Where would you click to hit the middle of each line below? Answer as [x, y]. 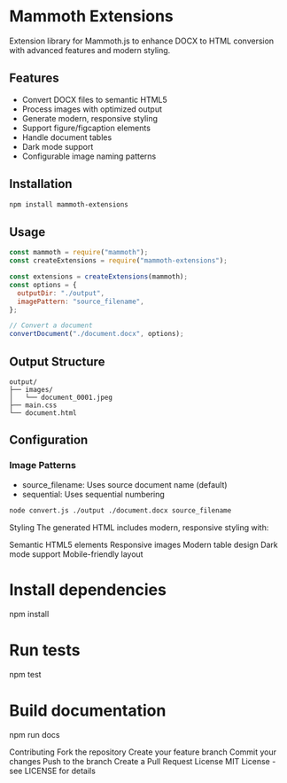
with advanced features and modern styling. [90, 50]
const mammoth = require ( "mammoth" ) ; [79, 253]
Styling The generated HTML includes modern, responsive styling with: [139, 527]
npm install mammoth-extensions [69, 204]
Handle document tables [67, 137]
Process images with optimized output [92, 109]
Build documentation [88, 710]
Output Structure [57, 361]
